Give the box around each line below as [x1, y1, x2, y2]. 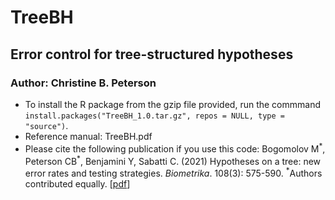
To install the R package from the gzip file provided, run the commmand [24, 98, 321, 110]
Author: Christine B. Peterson [10, 76, 157, 90]
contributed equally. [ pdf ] [24, 177, 131, 190]
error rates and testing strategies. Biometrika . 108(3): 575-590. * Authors [24, 166, 323, 179]
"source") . [24, 119, 69, 131]
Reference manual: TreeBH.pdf [24, 130, 153, 142]
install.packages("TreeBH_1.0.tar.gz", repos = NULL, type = [24, 111, 286, 121]
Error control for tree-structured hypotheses [10, 46, 294, 63]
